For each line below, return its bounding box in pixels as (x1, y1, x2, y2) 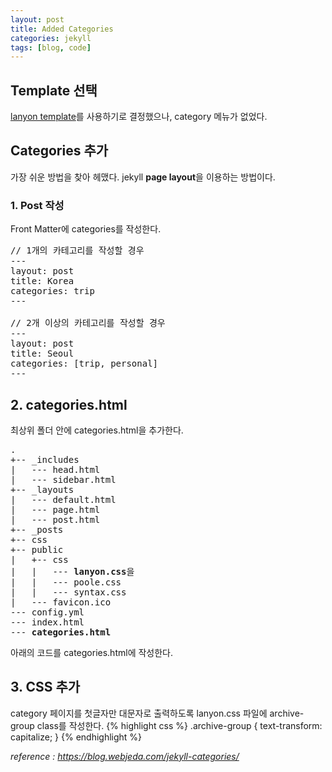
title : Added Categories (10, 24, 114, 34)
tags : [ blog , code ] (10, 42, 92, 53)
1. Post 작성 (10, 198, 65, 212)
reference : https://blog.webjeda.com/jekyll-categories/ (10, 750, 240, 762)
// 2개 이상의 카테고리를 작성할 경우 (10, 317, 166, 329)
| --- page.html (10, 504, 101, 515)
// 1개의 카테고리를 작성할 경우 (10, 245, 145, 256)
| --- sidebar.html (10, 474, 117, 485)
